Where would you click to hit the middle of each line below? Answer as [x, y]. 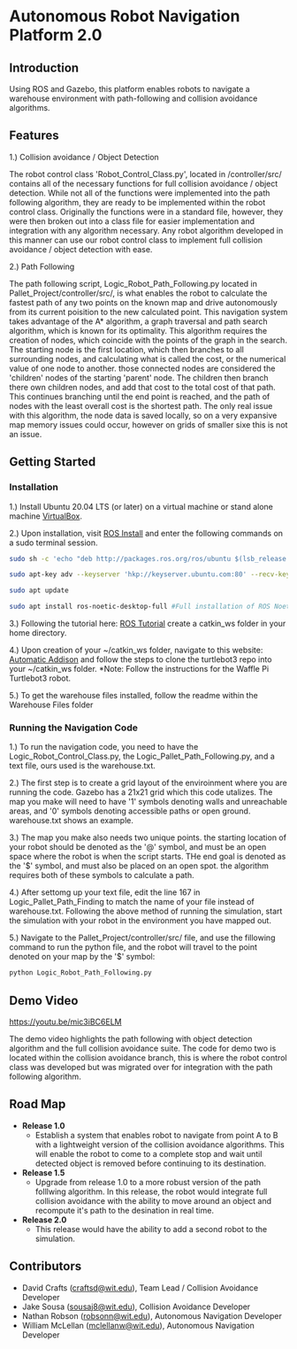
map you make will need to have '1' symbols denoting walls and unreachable [148, 802]
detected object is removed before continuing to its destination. [151, 1163]
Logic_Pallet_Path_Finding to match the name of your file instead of [132, 902]
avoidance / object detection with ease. [81, 249]
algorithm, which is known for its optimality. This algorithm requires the [138, 330]
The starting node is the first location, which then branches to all [127, 349]
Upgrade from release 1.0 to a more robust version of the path [148, 1182]
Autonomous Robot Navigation [125, 16]
